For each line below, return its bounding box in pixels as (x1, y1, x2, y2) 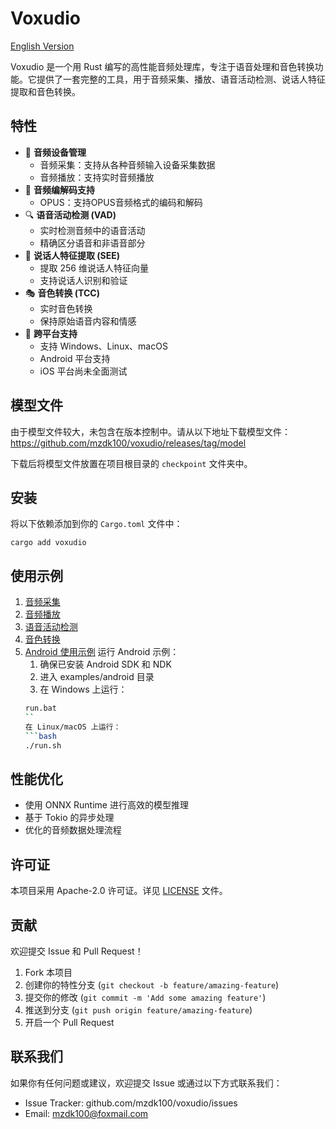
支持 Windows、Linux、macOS (39, 340, 168, 352)
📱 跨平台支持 (24, 327, 78, 339)
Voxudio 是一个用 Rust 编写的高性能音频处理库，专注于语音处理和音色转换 (10, 60, 315, 72)
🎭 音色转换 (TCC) (24, 287, 100, 299)
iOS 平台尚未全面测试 (39, 365, 128, 377)
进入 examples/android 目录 (39, 671, 155, 683)
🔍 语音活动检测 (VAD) (24, 208, 117, 221)
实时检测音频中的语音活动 (39, 224, 146, 236)
